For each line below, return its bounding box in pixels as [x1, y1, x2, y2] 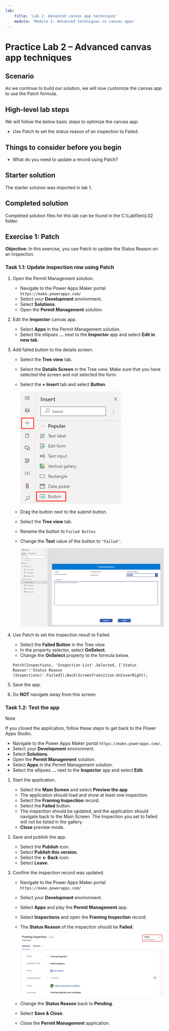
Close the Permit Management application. [20, 1020, 110, 1026]
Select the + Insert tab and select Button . [20, 381, 107, 387]
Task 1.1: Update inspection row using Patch [5, 264, 115, 271]
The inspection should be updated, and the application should [20, 808, 148, 815]
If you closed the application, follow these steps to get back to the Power [5, 725, 156, 731]
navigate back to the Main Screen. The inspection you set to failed [20, 813, 157, 820]
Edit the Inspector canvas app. [12, 316, 77, 322]
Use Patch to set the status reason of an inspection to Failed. [12, 129, 139, 135]
